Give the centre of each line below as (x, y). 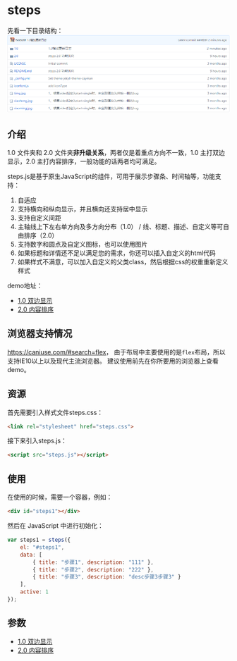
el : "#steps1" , (42, 547)
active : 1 (35, 592)
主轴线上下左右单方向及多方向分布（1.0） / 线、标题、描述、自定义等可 (120, 226)
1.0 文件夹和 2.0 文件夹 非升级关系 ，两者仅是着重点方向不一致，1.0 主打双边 (116, 152)
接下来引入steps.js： (37, 441)
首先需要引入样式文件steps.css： (55, 412)
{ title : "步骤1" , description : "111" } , (93, 562)
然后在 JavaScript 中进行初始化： (56, 526)
